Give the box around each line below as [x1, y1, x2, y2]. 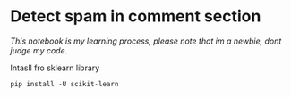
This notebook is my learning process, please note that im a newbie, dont [10, 36, 282, 46]
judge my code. [10, 44, 68, 55]
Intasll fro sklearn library [10, 62, 100, 73]
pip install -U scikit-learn [10, 79, 119, 88]
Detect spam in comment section [10, 6, 261, 27]
